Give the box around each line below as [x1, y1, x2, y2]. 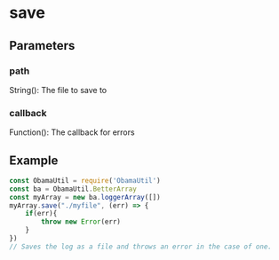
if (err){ [25, 209, 58, 218]
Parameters [9, 38, 76, 53]
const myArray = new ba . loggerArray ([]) [9, 193, 162, 201]
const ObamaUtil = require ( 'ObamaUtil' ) [9, 176, 162, 185]
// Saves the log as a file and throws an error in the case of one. [9, 242, 273, 251]
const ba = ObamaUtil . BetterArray [9, 185, 138, 193]
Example [9, 153, 59, 168]
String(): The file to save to [9, 84, 108, 95]
